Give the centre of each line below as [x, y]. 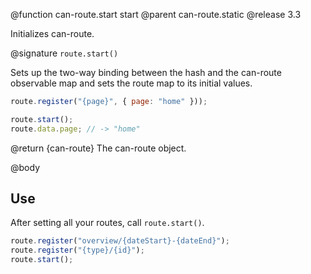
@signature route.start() [64, 53]
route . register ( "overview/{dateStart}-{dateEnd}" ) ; [120, 241]
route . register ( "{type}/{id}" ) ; [77, 250]
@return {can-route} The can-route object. [98, 148]
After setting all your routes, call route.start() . [107, 223]
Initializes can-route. [52, 33]
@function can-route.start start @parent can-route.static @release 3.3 [156, 14]
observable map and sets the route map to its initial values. [131, 83]
